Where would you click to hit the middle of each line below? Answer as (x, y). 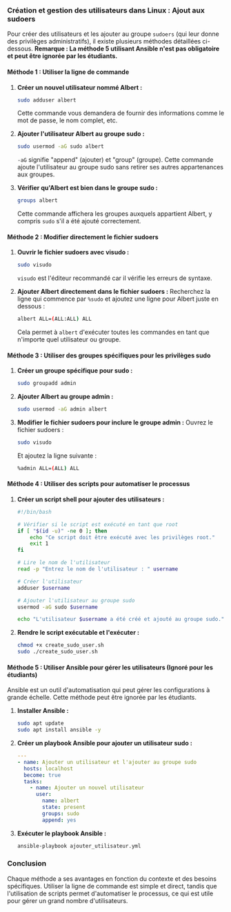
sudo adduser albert (47, 100)
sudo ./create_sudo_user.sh (57, 652)
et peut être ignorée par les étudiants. (62, 56)
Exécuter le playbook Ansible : (62, 833)
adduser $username (43, 588)
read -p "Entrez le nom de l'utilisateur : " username (98, 569)
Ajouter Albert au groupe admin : (65, 397)
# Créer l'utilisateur (50, 581)
